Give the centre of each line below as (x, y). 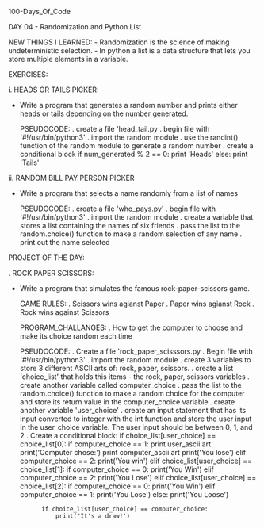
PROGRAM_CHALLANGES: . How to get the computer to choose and (131, 327)
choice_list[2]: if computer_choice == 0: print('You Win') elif (117, 486)
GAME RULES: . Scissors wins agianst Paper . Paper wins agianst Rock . (137, 304)
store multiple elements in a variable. (68, 59)
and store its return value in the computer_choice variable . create (127, 402)
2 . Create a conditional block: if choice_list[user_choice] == (118, 436)
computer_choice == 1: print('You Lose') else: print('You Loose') (124, 494)
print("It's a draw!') (93, 516)
